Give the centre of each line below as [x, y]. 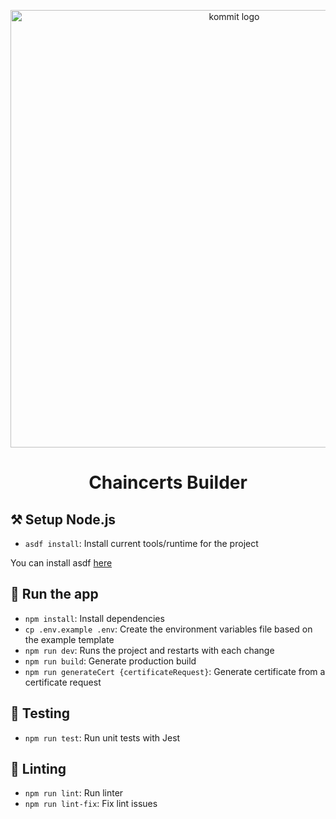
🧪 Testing [40, 713]
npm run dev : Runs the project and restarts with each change [149, 650]
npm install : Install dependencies [94, 618]
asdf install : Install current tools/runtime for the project [141, 543]
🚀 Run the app [54, 594]
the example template [69, 639]
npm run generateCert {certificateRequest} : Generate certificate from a [175, 671]
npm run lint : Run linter [74, 793]
